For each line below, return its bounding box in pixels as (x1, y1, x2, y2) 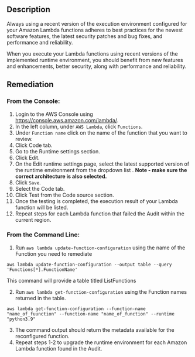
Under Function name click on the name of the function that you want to (15, 129, 188, 136)
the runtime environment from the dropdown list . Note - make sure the (15, 166, 187, 173)
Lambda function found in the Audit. (15, 345, 102, 352)
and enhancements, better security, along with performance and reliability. (6, 63, 187, 70)
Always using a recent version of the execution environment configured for (6, 20, 187, 27)
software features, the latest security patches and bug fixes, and (6, 32, 163, 40)
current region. (15, 216, 52, 223)
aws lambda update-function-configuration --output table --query (6, 262, 172, 267)
